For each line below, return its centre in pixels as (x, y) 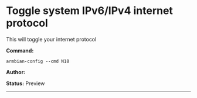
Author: (16, 72)
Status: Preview (26, 83)
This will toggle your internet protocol (51, 39)
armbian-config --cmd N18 (38, 61)
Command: (20, 50)
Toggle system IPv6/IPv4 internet (89, 11)
